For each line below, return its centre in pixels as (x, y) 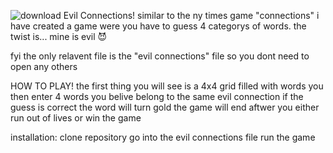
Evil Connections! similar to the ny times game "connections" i (191, 15)
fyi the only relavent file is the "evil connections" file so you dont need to (160, 56)
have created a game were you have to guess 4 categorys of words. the (158, 26)
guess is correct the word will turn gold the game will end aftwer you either (165, 107)
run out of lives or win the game (76, 118)
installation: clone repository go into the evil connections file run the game (163, 137)
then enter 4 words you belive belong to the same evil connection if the (157, 96)
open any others (44, 66)
